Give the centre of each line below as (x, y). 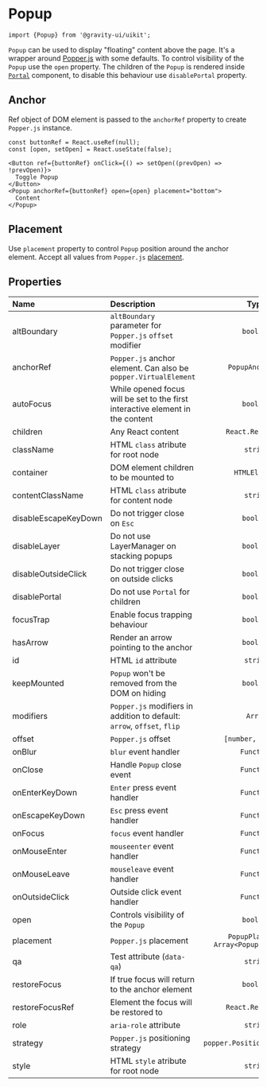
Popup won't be (137, 674)
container (30, 472)
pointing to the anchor (151, 647)
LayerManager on (143, 546)
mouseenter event (142, 846)
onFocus (29, 833)
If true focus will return (152, 980)
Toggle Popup (37, 177)
